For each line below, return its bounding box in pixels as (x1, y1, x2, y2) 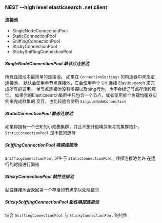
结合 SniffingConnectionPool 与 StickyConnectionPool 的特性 (5, 212, 128, 218)
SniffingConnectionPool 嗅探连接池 (5, 142, 78, 148)
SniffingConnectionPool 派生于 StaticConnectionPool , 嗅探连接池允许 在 (5, 155, 151, 161)
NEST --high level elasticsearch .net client (5, 4, 107, 11)
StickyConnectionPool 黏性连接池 (5, 173, 74, 179)
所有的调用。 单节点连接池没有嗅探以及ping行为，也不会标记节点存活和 (9, 86, 152, 92)
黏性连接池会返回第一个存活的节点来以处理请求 (5, 187, 99, 193)
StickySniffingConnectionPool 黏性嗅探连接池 (5, 199, 99, 205)
